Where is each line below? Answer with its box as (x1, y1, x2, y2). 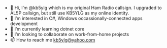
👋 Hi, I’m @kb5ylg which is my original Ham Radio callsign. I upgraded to (10, 5, 162, 10)
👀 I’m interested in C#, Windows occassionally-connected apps (10, 15, 143, 21)
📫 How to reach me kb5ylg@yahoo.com (10, 37, 95, 42)
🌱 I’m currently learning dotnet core (10, 26, 85, 32)
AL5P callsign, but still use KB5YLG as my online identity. (10, 10, 129, 16)
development (10, 20, 38, 26)
